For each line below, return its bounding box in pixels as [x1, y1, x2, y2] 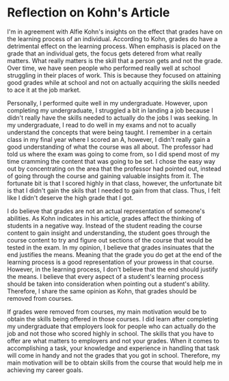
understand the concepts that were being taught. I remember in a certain [7, 128, 212, 136]
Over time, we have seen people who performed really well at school [7, 64, 201, 72]
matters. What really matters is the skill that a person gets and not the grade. [7, 56, 223, 64]
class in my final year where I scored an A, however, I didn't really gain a [7, 135, 211, 143]
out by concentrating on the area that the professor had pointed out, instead [7, 164, 221, 173]
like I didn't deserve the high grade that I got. [7, 193, 134, 201]
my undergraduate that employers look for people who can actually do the [7, 322, 217, 330]
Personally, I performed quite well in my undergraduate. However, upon [7, 99, 208, 107]
